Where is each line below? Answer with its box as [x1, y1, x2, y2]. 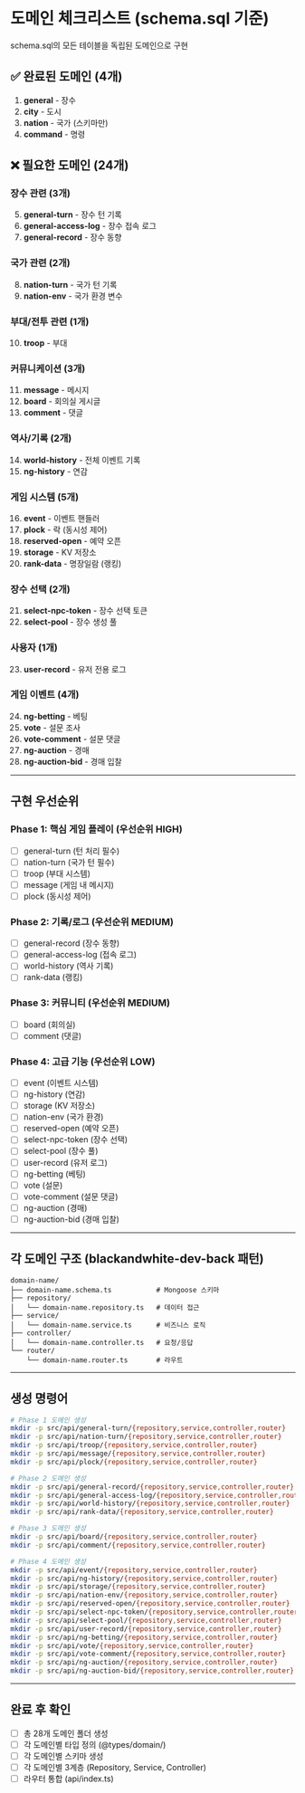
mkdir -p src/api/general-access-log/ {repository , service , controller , [10, 1491, 282, 1500]
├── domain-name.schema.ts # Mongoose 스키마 [10, 1285, 220, 1294]
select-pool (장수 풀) [23, 1146, 99, 1157]
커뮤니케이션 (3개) [10, 362, 86, 375]
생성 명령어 [10, 1391, 69, 1407]
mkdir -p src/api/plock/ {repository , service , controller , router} [10, 1457, 258, 1466]
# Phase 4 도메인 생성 [10, 1557, 87, 1566]
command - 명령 [23, 129, 85, 139]
